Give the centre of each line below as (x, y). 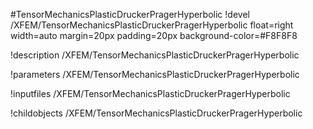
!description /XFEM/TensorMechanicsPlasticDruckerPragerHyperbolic (155, 55)
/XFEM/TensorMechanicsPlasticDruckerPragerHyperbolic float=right (152, 25)
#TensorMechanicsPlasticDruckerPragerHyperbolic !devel (130, 14)
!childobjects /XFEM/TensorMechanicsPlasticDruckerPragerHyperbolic (156, 113)
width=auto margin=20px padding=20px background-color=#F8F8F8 (154, 35)
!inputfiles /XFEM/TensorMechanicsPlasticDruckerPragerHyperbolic (150, 93)
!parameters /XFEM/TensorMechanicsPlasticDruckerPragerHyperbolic (155, 74)
